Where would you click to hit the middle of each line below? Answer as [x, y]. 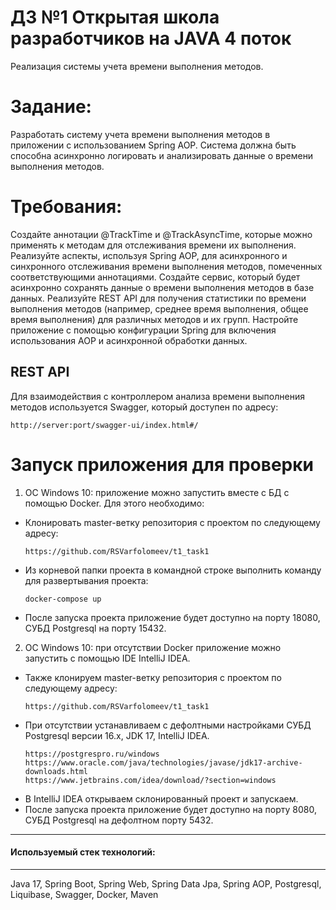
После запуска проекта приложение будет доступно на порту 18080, [172, 617]
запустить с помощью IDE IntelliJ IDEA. [107, 658]
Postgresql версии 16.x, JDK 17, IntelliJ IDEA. [117, 735]
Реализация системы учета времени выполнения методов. [137, 66]
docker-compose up [63, 599]
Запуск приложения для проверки [162, 464]
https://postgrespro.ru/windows [92, 754]
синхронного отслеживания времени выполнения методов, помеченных [166, 266]
